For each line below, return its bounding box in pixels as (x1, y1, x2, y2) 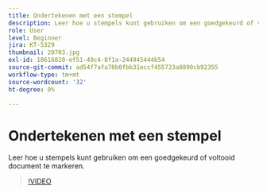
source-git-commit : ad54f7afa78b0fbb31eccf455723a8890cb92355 (8, 64, 219, 71)
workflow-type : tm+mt (8, 71, 80, 79)
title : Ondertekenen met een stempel (8, 11, 133, 20)
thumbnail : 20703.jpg (8, 48, 80, 56)
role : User (8, 26, 44, 34)
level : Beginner (8, 33, 62, 42)
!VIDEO (27, 176, 52, 187)
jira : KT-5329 (8, 41, 56, 49)
